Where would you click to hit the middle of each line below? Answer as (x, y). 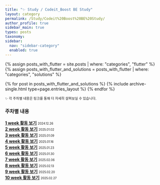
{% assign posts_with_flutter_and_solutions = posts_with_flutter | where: (77, 69)
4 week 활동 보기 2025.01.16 (29, 141)
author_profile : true (27, 23)
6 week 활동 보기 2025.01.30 (30, 153)
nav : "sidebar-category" (34, 46)
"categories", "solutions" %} (33, 74)
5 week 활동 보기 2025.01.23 (30, 147)
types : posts (18, 32)
